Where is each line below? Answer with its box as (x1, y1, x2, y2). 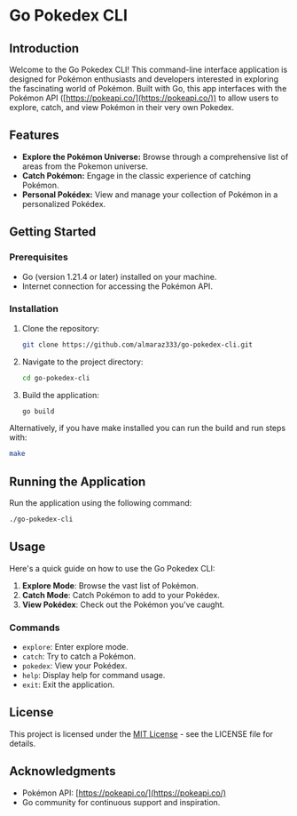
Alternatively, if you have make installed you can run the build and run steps (9, 423, 286, 434)
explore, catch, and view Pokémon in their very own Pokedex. (9, 102, 235, 112)
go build (21, 406, 55, 416)
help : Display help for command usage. (21, 670, 166, 681)
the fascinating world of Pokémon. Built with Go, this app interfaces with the (9, 84, 287, 93)
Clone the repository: (21, 323, 100, 333)
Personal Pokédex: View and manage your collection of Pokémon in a (21, 188, 278, 200)
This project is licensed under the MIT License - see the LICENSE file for (9, 728, 273, 739)
